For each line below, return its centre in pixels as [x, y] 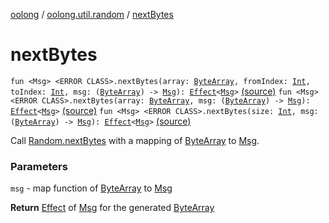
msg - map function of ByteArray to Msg [91, 188]
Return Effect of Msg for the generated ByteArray [112, 208]
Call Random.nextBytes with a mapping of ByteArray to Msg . [135, 140]
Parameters [39, 166]
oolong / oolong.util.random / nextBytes [92, 14]
